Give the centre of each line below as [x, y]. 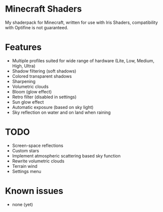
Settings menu [27, 171]
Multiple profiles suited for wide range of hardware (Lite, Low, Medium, [83, 61]
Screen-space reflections [37, 145]
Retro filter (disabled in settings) [44, 97]
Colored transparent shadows [42, 76]
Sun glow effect [28, 102]
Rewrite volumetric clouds [38, 161]
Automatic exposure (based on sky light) [53, 107]
